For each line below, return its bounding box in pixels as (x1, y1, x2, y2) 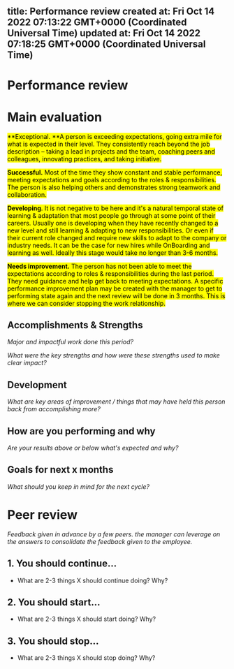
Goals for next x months (7, 464, 114, 476)
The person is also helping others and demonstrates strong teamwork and (7, 183, 221, 191)
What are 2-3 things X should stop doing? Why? (17, 654, 156, 662)
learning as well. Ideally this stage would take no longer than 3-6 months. (7, 248, 219, 257)
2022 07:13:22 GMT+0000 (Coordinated (7, 17, 187, 29)
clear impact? (7, 359, 47, 367)
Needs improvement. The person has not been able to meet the (7, 262, 192, 270)
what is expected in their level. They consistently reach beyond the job (7, 140, 211, 148)
